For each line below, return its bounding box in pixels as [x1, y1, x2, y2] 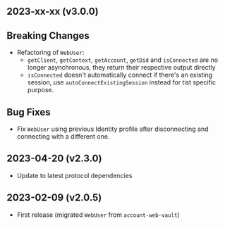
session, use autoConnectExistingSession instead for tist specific [27, 78, 217, 87]
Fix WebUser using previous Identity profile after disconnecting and [16, 125, 209, 133]
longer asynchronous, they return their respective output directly [27, 63, 216, 72]
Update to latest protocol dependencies [16, 171, 133, 180]
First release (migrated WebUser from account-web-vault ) [16, 211, 181, 219]
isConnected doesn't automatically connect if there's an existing [27, 70, 213, 80]
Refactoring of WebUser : [16, 49, 85, 57]
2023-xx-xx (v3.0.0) [6, 6, 99, 18]
